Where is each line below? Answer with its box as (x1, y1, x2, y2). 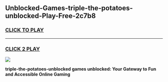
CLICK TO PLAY (5, 27, 44, 34)
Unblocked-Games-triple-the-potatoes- (5, 4, 133, 12)
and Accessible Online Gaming (5, 71, 70, 77)
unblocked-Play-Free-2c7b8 (5, 12, 96, 20)
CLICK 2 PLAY (5, 45, 40, 52)
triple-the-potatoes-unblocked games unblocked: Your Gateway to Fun (5, 66, 156, 72)
